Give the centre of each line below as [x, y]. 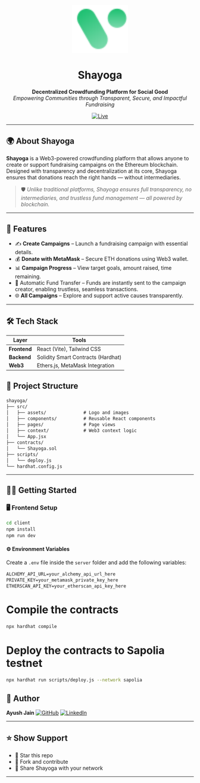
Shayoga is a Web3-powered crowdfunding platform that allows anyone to [98, 159]
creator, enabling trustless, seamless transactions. [76, 290]
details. [24, 252]
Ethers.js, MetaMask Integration [76, 365]
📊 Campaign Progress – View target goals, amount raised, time [93, 268]
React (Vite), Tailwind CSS [69, 349]
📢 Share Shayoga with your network [59, 768]
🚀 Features [26, 229]
